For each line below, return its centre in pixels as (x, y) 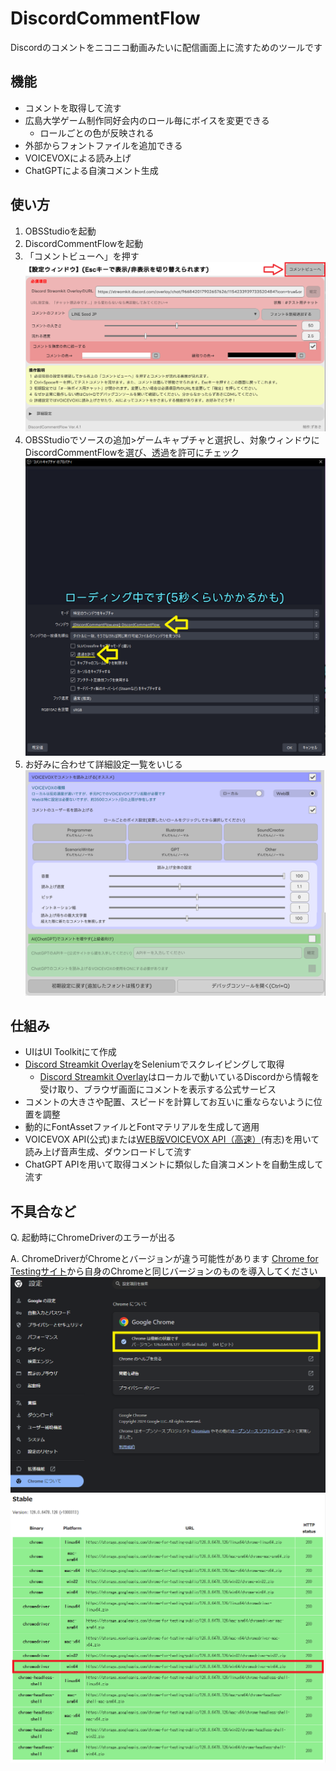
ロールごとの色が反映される (97, 133)
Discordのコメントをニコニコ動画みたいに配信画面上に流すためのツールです (166, 47)
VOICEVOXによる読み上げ (78, 158)
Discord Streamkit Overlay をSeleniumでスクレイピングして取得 (154, 1064)
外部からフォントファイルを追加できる (103, 145)
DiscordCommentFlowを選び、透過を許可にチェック (132, 453)
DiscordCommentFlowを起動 (84, 243)
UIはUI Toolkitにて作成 (70, 1052)
